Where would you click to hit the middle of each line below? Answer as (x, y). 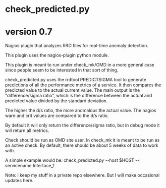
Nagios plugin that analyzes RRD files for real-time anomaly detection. (77, 46)
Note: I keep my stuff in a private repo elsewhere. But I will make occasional (83, 175)
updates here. (19, 181)
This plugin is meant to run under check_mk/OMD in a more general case (80, 65)
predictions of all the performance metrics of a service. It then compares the (83, 85)
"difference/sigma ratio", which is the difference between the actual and (79, 96)
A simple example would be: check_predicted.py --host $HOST (70, 160)
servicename (19, 166)
